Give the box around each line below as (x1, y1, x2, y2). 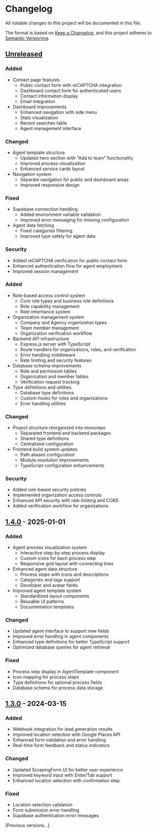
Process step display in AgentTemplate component (12, 668, 119, 674)
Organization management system (12, 314, 85, 320)
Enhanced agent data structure (12, 566, 77, 572)
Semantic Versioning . (5, 35, 50, 41)
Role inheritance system (20, 308, 71, 315)
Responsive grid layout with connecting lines (20, 561, 114, 567)
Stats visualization (20, 114, 58, 120)
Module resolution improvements (20, 457, 89, 463)
